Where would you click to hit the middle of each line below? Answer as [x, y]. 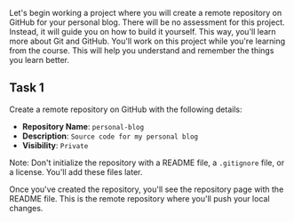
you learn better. [39, 60]
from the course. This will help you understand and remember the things [142, 51]
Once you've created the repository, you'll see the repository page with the [147, 189]
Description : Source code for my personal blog [110, 136]
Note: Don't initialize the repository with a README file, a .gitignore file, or [147, 163]
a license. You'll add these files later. [76, 171]
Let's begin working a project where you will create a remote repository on [146, 13]
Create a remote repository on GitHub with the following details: [126, 109]
